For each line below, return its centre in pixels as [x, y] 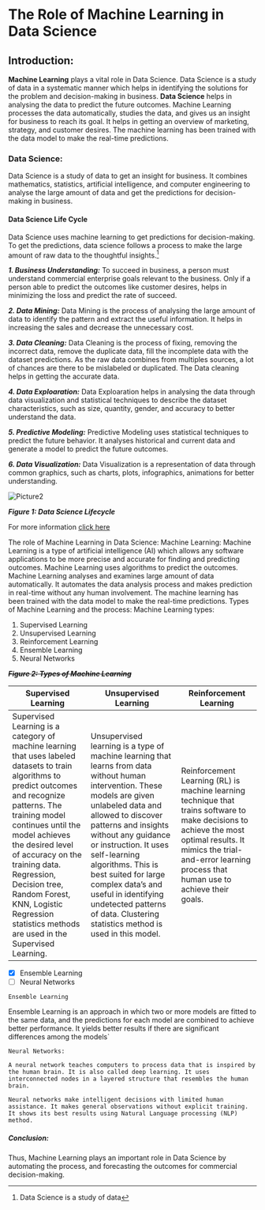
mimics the [202, 850]
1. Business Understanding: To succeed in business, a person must [119, 270]
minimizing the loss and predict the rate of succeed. [93, 296]
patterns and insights [130, 825]
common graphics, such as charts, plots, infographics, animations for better [131, 473]
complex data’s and [127, 884]
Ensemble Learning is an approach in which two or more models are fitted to [132, 1012]
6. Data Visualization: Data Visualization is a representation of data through [132, 465]
